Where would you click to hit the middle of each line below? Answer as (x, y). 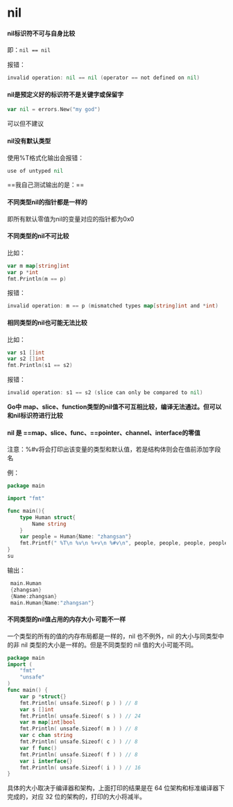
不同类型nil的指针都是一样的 (48, 202)
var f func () (38, 748)
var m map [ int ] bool (48, 722)
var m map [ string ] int (38, 266)
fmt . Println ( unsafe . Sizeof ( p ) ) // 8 (79, 703)
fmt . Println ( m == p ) (37, 279)
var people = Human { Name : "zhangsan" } (76, 537)
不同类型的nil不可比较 (38, 236)
